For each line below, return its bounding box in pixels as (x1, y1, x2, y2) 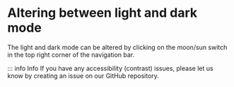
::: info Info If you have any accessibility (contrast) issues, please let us (7, 64, 213, 72)
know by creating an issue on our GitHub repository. (7, 72, 159, 80)
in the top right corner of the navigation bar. (7, 51, 135, 59)
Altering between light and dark (7, 5, 198, 21)
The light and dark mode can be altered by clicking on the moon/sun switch (7, 43, 228, 51)
